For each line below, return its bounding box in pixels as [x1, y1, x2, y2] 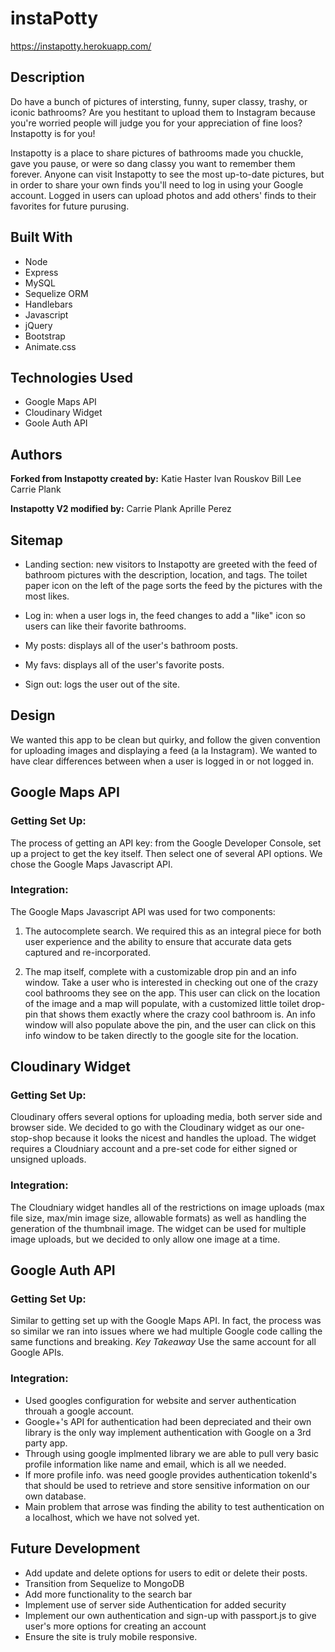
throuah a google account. [24, 1405, 135, 1417]
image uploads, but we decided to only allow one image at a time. [10, 1233, 281, 1245]
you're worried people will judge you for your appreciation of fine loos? [10, 117, 303, 129]
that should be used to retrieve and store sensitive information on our [24, 1479, 311, 1491]
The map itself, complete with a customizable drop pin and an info [24, 965, 297, 977]
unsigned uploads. [10, 1153, 87, 1166]
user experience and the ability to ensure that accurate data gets [24, 935, 292, 947]
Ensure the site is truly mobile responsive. [24, 1630, 198, 1642]
